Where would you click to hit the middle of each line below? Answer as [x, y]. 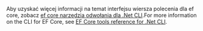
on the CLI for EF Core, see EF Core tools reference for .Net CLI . [87, 22]
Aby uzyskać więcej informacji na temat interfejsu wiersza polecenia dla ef [100, 9]
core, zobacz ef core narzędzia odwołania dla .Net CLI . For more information [101, 15]
